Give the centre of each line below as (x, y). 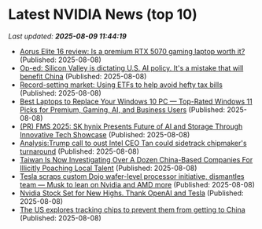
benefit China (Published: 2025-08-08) (83, 76)
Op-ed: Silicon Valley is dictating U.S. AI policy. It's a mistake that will (131, 67)
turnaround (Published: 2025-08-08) (79, 151)
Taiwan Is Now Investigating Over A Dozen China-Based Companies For (136, 159)
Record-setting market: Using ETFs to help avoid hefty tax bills (121, 85)
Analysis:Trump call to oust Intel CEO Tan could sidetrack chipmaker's (133, 143)
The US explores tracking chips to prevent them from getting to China (132, 209)
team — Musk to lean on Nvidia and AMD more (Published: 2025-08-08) (137, 184)
